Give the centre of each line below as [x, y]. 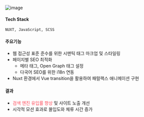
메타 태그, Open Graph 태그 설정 [52, 66]
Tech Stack [17, 19]
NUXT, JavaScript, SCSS [30, 30]
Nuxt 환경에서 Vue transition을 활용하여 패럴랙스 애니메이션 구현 [75, 78]
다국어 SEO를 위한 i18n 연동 [47, 72]
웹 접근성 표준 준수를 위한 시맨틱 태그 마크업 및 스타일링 [66, 53]
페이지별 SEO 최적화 [32, 59]
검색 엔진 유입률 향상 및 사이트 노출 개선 [51, 103]
